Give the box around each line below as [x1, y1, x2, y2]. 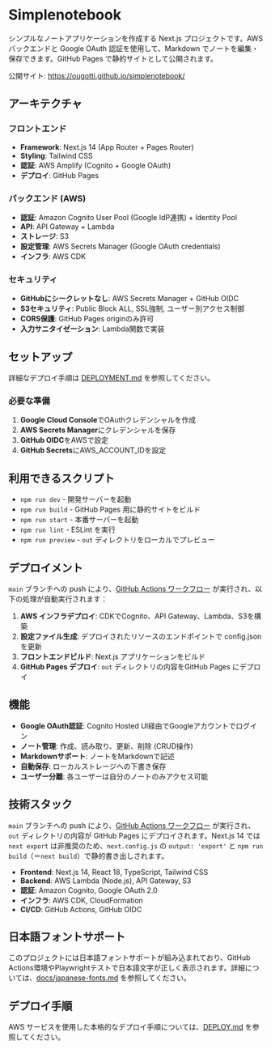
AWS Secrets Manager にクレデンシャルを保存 [19, 425, 176, 435]
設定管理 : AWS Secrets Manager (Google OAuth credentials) [19, 241, 221, 251]
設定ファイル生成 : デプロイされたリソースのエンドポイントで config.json [19, 631, 262, 641]
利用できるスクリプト [8, 471, 115, 485]
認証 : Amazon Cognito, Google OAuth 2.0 [19, 885, 158, 895]
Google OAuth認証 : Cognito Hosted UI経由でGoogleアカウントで [19, 720, 236, 730]
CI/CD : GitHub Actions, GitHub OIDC [19, 904, 142, 914]
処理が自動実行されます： [22, 593, 108, 604]
